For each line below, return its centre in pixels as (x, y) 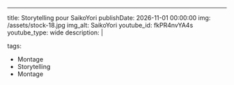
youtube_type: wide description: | (55, 32)
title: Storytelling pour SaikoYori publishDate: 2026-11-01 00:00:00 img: (109, 18)
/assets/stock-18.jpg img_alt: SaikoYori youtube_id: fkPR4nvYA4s (100, 25)
